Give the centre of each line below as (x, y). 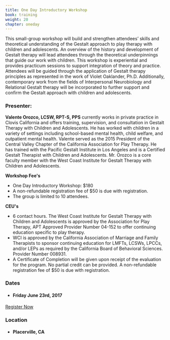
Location (16, 320)
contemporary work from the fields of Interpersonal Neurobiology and (78, 82)
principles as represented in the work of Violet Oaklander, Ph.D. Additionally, (85, 76)
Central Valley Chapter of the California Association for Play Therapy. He (81, 144)
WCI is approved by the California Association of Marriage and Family (85, 238)
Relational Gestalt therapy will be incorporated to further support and (77, 88)
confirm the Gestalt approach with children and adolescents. (69, 93)
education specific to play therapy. (49, 232)
